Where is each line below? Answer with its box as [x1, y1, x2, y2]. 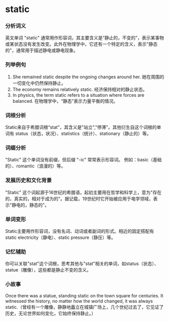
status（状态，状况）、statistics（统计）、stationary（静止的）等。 [15, 131, 151, 137]
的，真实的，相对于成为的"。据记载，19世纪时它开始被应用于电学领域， [5, 196, 153, 202]
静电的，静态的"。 [12, 202, 49, 208]
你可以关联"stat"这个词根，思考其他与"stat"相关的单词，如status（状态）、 [5, 261, 159, 267]
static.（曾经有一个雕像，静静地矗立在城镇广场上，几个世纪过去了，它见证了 [5, 304, 164, 310]
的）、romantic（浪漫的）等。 [5, 163, 66, 169]
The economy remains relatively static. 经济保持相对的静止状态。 [12, 86, 147, 92]
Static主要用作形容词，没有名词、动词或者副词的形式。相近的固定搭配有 [5, 228, 154, 234]
